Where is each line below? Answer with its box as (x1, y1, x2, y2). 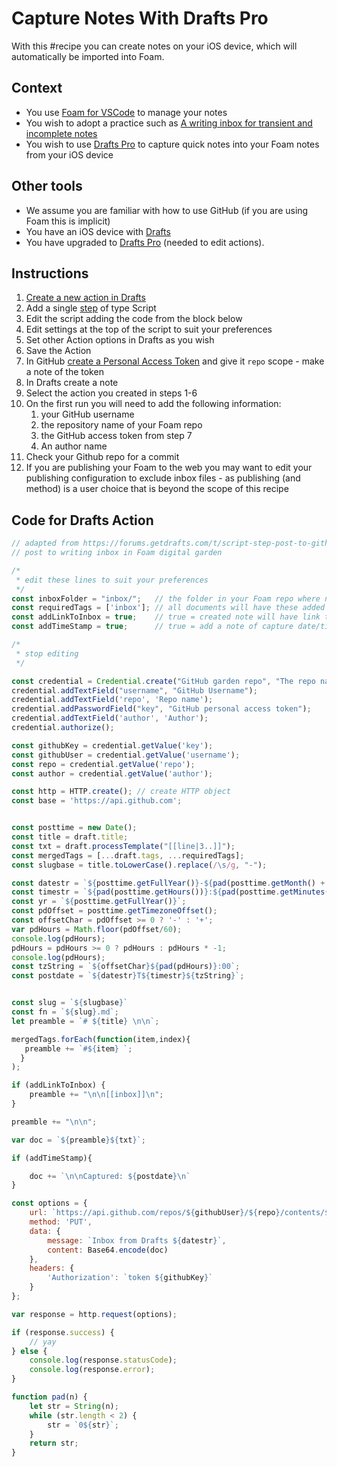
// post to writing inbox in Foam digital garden (11, 548, 223, 558)
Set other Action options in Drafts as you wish (25, 334, 215, 346)
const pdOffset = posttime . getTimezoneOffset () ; (11, 906, 218, 916)
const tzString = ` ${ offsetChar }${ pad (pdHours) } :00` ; (11, 962, 241, 972)
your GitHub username (40, 408, 135, 421)
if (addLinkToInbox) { (11, 1080, 106, 1091)
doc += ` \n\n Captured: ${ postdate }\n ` (29, 1171, 191, 1181)
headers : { (29, 1263, 75, 1274)
